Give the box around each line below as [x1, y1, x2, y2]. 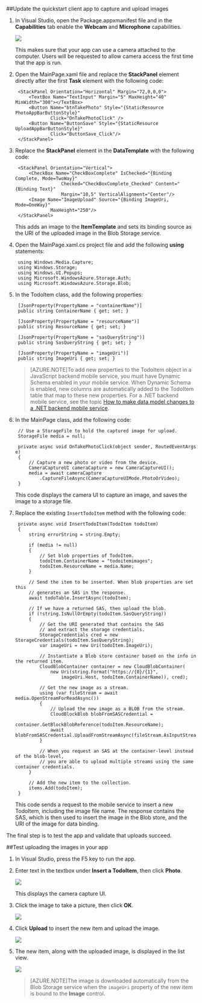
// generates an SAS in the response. [28, 590, 127, 596]
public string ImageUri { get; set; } [17, 355, 116, 361]
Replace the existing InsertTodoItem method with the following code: [14, 509, 186, 517]
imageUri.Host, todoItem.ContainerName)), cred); [61, 674, 188, 680]
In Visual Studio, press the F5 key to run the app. [14, 855, 136, 862]
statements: [14, 247, 45, 255]
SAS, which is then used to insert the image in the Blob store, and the [14, 814, 188, 821]
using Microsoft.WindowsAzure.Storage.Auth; [17, 275, 131, 281]
